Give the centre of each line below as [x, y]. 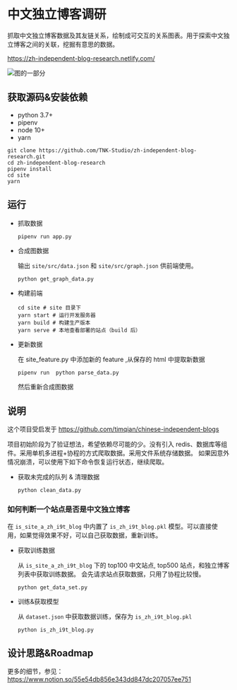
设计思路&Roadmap [50, 654]
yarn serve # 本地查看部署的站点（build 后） [79, 330]
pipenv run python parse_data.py [68, 373]
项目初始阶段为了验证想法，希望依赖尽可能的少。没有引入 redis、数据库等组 [117, 444]
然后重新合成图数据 [45, 387]
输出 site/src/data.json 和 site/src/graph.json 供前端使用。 [107, 265]
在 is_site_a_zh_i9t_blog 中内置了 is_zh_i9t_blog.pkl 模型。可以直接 [109, 526]
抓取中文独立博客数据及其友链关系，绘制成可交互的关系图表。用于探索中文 [115, 35]
